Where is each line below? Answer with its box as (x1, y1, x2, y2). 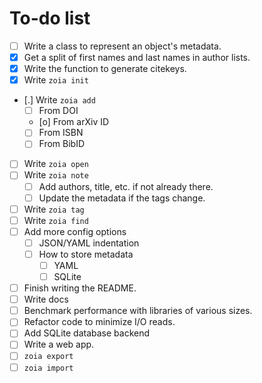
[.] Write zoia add (23, 94, 96, 106)
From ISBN (38, 127, 84, 139)
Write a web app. (23, 338, 95, 351)
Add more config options (23, 225, 127, 237)
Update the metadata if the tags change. (38, 192, 206, 204)
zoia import (23, 363, 74, 373)
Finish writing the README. (23, 282, 137, 294)
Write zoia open (23, 158, 89, 170)
